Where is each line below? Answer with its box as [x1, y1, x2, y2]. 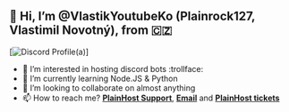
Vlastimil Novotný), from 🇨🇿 [9, 23, 173, 38]
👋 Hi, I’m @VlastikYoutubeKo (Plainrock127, [9, 9, 256, 24]
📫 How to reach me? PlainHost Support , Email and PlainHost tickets [21, 92, 280, 103]
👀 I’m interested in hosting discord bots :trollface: [21, 63, 204, 74]
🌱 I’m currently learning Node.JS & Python [21, 73, 178, 84]
